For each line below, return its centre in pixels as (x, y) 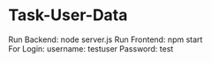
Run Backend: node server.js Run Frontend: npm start (106, 39)
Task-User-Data (68, 15)
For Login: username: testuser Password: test (91, 48)
